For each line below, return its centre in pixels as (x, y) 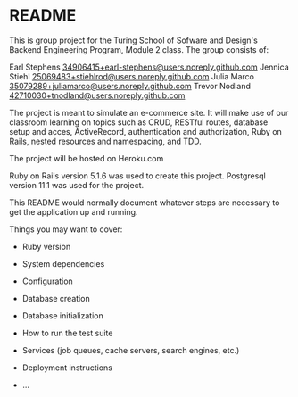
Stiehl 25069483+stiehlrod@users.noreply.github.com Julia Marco (132, 76)
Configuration (47, 281)
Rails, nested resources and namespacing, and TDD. (106, 141)
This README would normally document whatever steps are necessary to (145, 203)
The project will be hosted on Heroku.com (87, 158)
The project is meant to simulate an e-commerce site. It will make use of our (149, 112)
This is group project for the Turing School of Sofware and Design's (134, 40)
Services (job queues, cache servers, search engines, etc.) (131, 350)
